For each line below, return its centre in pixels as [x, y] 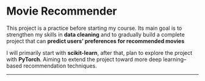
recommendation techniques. [60, 66]
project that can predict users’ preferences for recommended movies [95, 41]
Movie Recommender [62, 11]
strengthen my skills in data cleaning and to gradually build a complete [95, 34]
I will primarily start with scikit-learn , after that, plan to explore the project [99, 52]
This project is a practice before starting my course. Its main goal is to [94, 28]
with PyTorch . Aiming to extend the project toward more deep [84, 59]
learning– [174, 59]
